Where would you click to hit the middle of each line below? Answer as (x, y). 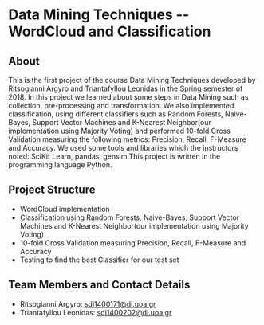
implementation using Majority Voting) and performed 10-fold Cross (120, 131)
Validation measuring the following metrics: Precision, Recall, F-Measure (128, 139)
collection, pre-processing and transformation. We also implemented (121, 106)
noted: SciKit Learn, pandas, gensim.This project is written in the (114, 156)
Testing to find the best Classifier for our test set (99, 260)
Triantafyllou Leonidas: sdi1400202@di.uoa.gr (96, 312)
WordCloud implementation (65, 209)
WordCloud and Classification (110, 31)
